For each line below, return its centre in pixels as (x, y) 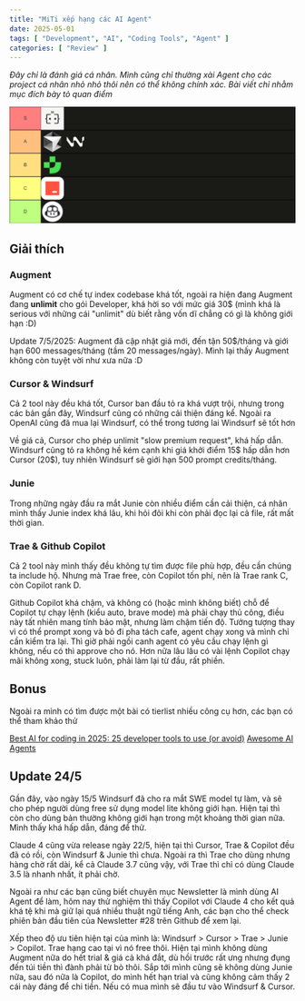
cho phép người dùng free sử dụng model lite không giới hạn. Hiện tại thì (145, 808)
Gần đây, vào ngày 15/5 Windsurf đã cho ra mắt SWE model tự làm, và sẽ (146, 798)
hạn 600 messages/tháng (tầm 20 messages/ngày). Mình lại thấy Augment (149, 351)
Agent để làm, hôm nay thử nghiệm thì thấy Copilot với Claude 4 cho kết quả (152, 901)
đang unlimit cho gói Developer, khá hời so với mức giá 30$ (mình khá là (145, 304)
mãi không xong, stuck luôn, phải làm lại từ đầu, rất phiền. (117, 661)
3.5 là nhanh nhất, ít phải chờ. (65, 874)
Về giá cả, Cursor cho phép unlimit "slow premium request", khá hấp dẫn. (147, 441)
